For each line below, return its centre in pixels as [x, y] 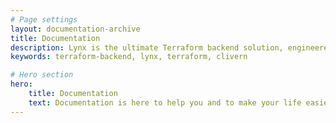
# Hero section [42, 75]
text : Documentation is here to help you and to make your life [165, 102]
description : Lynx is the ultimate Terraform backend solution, [147, 47]
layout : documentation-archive [75, 29]
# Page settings [44, 19]
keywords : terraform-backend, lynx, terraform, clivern [129, 57]
